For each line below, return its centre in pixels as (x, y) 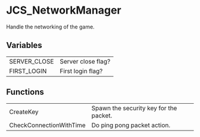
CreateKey (24, 111)
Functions (25, 92)
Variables (24, 45)
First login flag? (81, 71)
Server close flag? (85, 61)
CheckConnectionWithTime (48, 125)
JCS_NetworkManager (64, 10)
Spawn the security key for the (134, 108)
